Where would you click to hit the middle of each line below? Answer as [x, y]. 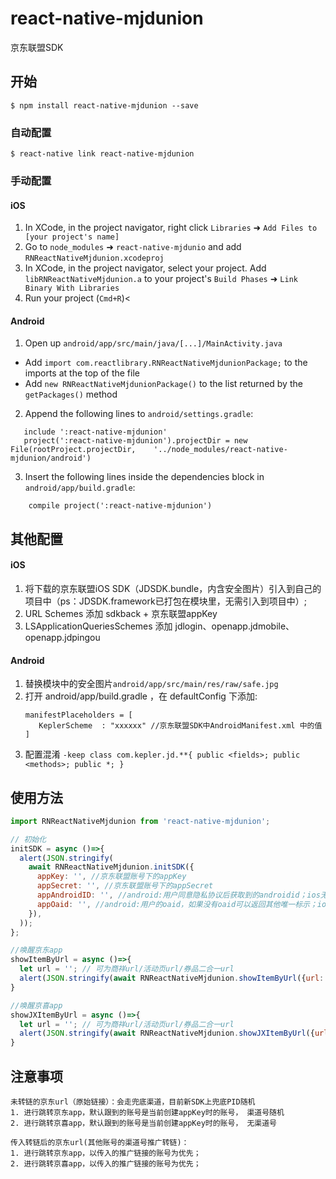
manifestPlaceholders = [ [78, 715]
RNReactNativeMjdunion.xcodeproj [94, 258]
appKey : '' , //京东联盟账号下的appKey [111, 877]
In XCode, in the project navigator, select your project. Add [145, 268]
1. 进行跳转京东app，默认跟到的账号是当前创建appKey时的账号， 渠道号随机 [147, 1113]
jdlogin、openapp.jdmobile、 [234, 626]
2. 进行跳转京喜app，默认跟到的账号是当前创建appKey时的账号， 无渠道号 [144, 1123]
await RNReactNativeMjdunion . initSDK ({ [111, 867]
